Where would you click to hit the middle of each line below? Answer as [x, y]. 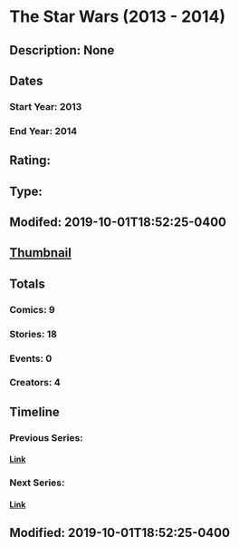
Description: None [62, 50]
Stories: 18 [33, 334]
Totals [27, 283]
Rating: [30, 161]
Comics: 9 [33, 309]
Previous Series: [46, 437]
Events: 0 [31, 358]
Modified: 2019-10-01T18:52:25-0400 [120, 533]
